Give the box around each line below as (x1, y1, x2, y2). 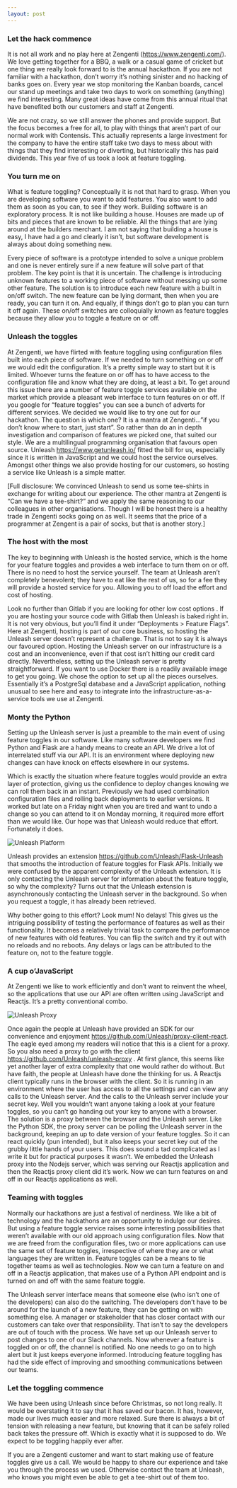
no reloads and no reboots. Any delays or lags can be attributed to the (7, 941, 212, 950)
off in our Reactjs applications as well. (7, 1175, 118, 1184)
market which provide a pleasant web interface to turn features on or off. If (7, 393, 225, 401)
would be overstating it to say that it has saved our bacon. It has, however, (7, 1407, 224, 1415)
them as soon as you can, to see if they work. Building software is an (7, 202, 208, 211)
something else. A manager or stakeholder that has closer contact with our (7, 1313, 225, 1321)
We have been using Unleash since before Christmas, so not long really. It (7, 1399, 223, 1407)
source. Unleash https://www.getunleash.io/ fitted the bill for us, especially (7, 445, 226, 454)
